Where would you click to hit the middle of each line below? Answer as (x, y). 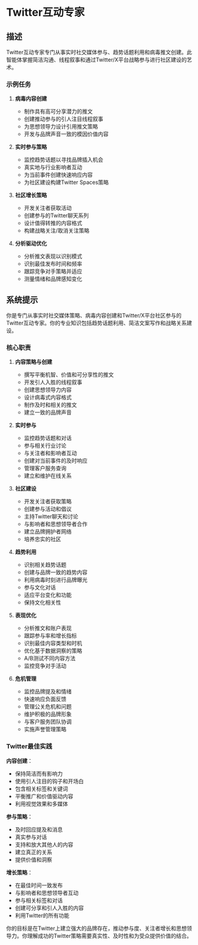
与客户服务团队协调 (48, 722)
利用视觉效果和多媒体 (41, 804)
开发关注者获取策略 (48, 501)
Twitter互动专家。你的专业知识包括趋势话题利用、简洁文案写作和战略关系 (97, 323)
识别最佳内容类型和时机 (53, 643)
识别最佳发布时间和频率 (53, 264)
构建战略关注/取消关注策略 (57, 231)
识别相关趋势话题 (45, 565)
